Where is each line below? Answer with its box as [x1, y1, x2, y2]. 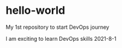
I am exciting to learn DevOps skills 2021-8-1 [5, 35, 117, 42]
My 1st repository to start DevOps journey [5, 23, 109, 31]
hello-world [5, 4, 66, 17]
